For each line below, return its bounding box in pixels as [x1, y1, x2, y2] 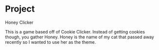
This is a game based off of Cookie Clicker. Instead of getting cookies [5, 29, 145, 34]
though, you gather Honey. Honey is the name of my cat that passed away [5, 34, 155, 40]
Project [5, 3, 35, 15]
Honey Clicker [5, 19, 34, 25]
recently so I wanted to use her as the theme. [5, 39, 96, 45]
